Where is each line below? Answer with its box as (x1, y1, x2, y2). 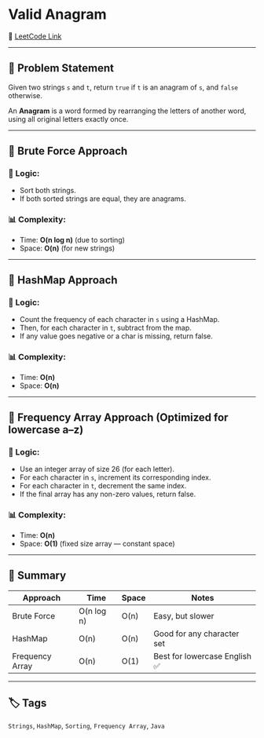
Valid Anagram (8, 5, 108, 24)
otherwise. (8, 90, 43, 100)
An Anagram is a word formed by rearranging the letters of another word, (8, 106, 247, 115)
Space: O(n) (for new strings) (19, 243, 115, 253)
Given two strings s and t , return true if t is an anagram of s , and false (8, 82, 238, 92)
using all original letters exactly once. (8, 114, 129, 123)
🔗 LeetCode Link (8, 31, 62, 41)
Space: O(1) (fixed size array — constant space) (19, 539, 175, 548)
